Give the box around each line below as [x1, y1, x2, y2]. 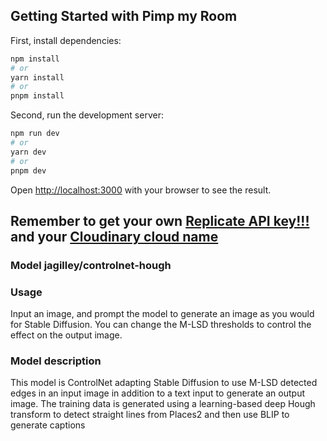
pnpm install [10, 91, 65, 101]
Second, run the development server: [10, 109, 164, 121]
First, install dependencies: [10, 34, 122, 46]
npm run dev [10, 129, 60, 139]
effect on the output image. [10, 329, 123, 341]
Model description [10, 354, 102, 368]
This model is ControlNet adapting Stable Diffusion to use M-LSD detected [10, 377, 318, 389]
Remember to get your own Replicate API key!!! [10, 212, 310, 229]
